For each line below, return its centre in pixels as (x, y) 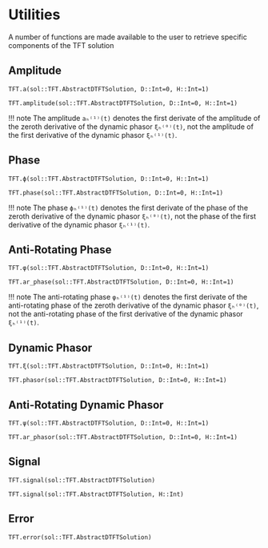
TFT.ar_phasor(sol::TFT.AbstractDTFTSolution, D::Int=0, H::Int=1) (123, 437)
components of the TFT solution (61, 45)
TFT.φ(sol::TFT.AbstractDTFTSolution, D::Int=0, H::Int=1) (109, 268)
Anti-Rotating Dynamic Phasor (86, 405)
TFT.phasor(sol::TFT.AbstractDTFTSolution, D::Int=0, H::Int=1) (118, 381)
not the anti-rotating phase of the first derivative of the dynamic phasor (126, 314)
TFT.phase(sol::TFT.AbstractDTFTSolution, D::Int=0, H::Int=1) (116, 193)
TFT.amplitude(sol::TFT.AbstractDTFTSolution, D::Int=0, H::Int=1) (123, 103)
